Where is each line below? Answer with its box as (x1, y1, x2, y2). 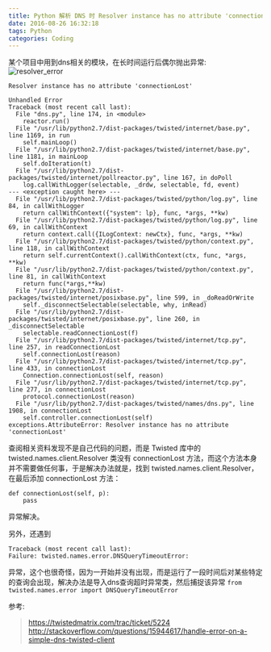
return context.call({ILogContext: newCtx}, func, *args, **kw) (23, 231, 244, 239)
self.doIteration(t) (23, 160, 92, 168)
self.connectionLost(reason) (23, 350, 121, 359)
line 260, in (156, 316, 200, 324)
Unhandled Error (8, 96, 63, 105)
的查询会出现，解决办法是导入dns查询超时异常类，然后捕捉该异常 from (8, 578, 242, 587)
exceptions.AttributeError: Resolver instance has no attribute (8, 421, 229, 429)
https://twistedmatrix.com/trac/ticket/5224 (27, 618, 171, 628)
